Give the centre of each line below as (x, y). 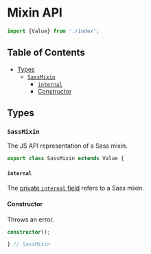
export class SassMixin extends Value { (66, 159)
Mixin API (35, 13)
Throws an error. (31, 219)
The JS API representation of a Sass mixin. (68, 146)
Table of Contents (46, 53)
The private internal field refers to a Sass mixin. (75, 188)
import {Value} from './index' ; (53, 31)
